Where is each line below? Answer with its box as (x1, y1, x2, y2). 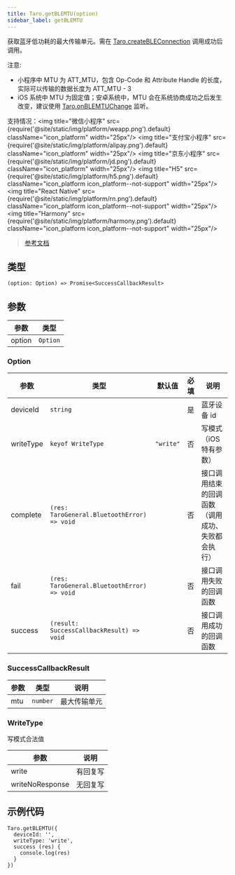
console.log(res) (20, 849, 71, 856)
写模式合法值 (7, 735, 44, 743)
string (50, 406, 72, 414)
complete (10, 510, 42, 520)
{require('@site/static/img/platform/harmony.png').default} (7, 217, 177, 225)
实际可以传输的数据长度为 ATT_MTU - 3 (17, 84, 131, 93)
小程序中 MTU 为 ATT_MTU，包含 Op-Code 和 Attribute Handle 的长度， (17, 75, 226, 84)
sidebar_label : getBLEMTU (7, 17, 83, 24)
